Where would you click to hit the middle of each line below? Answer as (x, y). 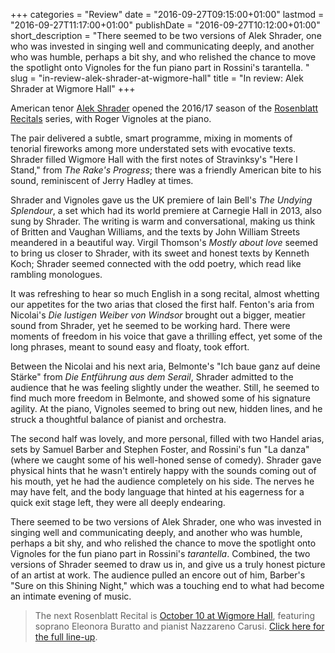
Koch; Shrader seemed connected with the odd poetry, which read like (156, 263)
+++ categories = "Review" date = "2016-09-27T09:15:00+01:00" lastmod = (167, 14)
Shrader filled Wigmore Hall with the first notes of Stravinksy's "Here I (154, 159)
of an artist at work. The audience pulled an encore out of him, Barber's (158, 575)
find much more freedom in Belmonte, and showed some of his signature (160, 398)
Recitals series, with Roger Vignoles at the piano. (111, 118)
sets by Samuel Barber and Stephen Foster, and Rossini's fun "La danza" (160, 449)
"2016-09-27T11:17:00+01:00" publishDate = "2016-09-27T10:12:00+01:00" (165, 25)
